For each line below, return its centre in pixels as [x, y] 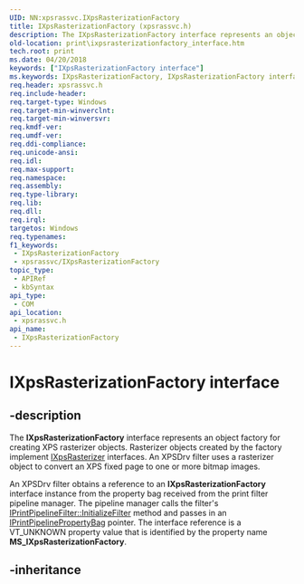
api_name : [28, 330]
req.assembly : [36, 187]
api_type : [28, 295]
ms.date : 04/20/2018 [48, 60]
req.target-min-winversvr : [60, 119]
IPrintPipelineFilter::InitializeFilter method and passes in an [119, 512]
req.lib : [26, 203]
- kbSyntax [33, 287]
